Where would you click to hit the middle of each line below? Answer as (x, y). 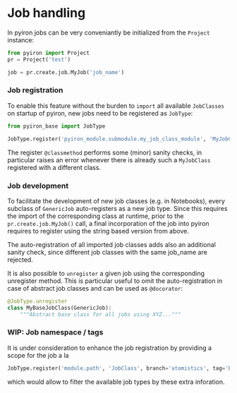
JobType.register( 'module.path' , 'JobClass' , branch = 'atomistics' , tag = (116, 368)
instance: (21, 40)
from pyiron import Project (49, 53)
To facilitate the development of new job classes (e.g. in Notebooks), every (116, 201)
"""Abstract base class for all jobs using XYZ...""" (101, 314)
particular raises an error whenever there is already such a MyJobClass (109, 159)
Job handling (47, 13)
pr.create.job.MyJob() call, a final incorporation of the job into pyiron (108, 223)
